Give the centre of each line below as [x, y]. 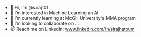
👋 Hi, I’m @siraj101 [29, 8]
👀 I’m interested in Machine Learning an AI [54, 13]
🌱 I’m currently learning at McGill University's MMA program [73, 18]
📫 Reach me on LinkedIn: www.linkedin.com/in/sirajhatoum [73, 29]
